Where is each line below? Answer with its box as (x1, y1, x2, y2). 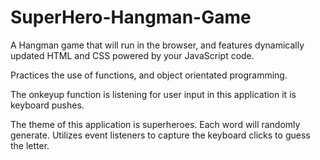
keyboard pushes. (10, 99, 85, 111)
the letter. (10, 139, 50, 151)
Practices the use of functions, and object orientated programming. (10, 69, 288, 81)
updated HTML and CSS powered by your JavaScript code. (10, 49, 255, 61)
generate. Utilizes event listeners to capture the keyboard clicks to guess (10, 129, 311, 141)
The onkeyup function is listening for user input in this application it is (10, 88, 297, 100)
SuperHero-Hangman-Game (10, 6, 252, 29)
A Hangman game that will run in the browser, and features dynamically (10, 39, 305, 51)
